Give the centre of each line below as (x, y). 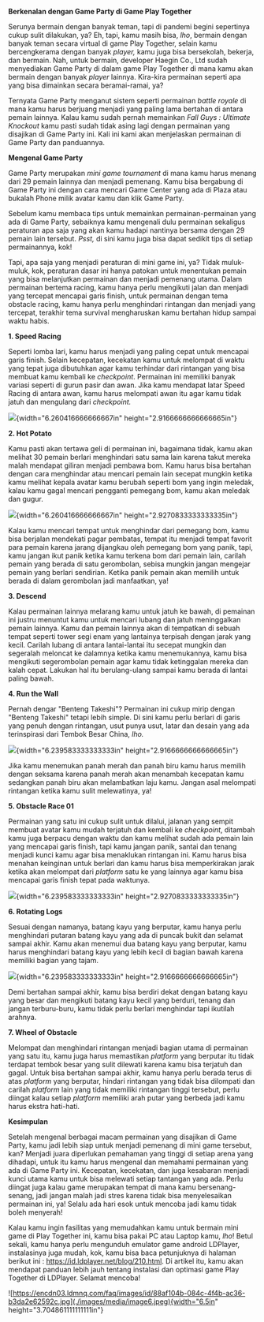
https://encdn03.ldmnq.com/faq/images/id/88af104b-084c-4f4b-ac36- (129, 1293)
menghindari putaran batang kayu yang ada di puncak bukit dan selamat (126, 935)
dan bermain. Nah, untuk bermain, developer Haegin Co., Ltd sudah (118, 60)
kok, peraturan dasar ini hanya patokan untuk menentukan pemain (139, 271)
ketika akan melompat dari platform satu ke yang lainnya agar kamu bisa (126, 872)
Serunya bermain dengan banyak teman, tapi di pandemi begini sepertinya (129, 26)
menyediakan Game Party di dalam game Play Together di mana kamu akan (131, 69)
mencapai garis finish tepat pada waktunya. (79, 880)
